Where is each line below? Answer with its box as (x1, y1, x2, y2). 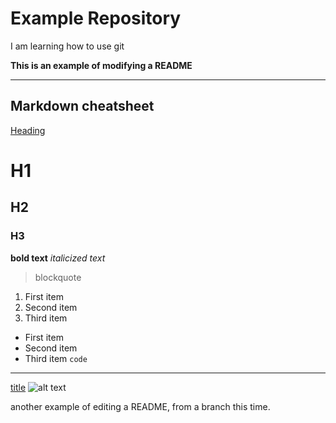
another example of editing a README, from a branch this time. (10, 400, 271, 412)
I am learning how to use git (10, 40, 125, 52)
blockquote (34, 271, 82, 283)
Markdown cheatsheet (10, 98, 155, 115)
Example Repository (10, 7, 182, 30)
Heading (10, 124, 46, 136)
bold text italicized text (10, 252, 106, 264)
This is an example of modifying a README (10, 59, 193, 71)
